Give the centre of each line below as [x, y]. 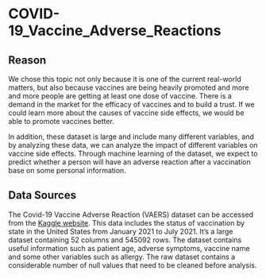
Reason [27, 60]
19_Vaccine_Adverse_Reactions [115, 31]
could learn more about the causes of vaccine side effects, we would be [126, 113]
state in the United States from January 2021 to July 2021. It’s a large [121, 231]
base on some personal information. [67, 170]
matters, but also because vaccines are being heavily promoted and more [129, 87]
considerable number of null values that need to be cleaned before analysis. [133, 265]
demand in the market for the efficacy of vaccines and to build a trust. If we [132, 104]
